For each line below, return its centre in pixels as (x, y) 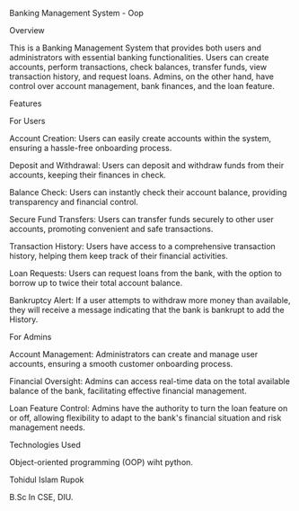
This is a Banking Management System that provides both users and (136, 48)
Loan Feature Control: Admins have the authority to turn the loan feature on (149, 408)
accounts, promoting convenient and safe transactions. (111, 229)
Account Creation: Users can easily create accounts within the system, (141, 138)
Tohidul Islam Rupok (47, 480)
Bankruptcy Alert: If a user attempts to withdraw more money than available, (150, 300)
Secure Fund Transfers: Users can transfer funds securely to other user (141, 219)
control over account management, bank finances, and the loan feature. (142, 86)
